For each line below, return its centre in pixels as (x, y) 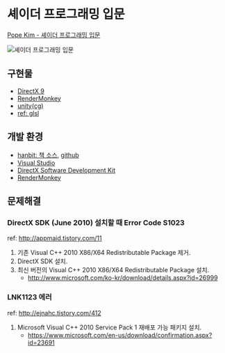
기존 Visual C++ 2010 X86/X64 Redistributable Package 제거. (104, 253)
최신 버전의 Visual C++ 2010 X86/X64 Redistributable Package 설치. (113, 270)
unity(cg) (30, 106)
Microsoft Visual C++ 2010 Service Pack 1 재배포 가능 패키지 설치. (109, 327)
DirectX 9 (31, 91)
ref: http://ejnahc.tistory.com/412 (55, 313)
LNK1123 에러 (30, 297)
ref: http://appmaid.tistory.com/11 (55, 238)
